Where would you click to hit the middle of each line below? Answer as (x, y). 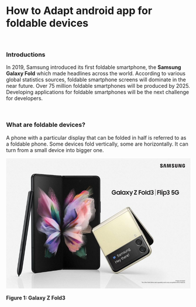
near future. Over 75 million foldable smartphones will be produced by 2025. (98, 86)
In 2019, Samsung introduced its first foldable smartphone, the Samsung (94, 67)
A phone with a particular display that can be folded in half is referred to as (96, 137)
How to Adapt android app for (79, 11)
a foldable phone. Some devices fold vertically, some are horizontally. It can (97, 144)
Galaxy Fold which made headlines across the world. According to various (96, 74)
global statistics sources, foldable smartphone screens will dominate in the (96, 80)
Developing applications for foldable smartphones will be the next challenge (97, 92)
